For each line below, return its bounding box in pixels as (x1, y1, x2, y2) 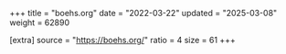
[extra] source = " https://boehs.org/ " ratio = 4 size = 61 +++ (9, 35, 236, 45)
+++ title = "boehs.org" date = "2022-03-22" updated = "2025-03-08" (9, 8, 278, 18)
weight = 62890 (9, 17, 70, 28)
